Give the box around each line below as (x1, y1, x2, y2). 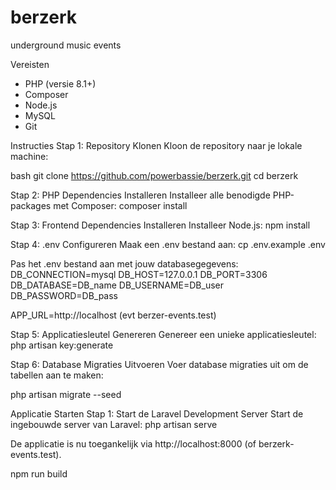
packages (10, 199, 52, 211)
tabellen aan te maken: (10, 369, 104, 381)
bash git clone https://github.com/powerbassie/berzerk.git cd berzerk (10, 169, 299, 181)
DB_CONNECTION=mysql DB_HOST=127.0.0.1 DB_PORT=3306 (10, 268, 268, 280)
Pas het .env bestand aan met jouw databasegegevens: (10, 257, 239, 270)
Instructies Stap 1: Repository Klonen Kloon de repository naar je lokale (10, 139, 303, 151)
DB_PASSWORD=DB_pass (10, 289, 118, 301)
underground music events (10, 39, 122, 51)
